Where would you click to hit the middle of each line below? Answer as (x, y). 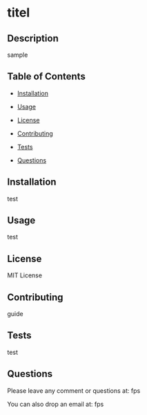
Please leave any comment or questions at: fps (74, 390)
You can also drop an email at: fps (56, 404)
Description (33, 38)
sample (18, 55)
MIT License (25, 275)
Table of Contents (47, 76)
